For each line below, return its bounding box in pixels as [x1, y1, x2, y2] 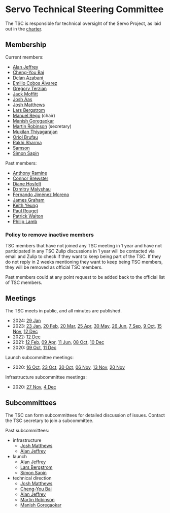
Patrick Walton [12, 213, 44, 219]
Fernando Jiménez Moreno [12, 191, 70, 198]
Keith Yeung [12, 202, 38, 208]
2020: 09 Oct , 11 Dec [12, 344, 57, 350]
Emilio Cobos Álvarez [12, 80, 57, 86]
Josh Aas [12, 96, 32, 102]
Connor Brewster [12, 175, 49, 181]
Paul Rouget [12, 207, 39, 214]
